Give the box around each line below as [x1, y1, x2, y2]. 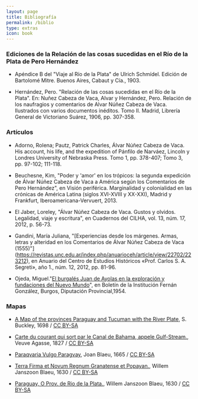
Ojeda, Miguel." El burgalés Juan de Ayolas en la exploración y [14, 275, 165, 282]
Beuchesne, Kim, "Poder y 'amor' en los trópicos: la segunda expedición [14, 172, 191, 179]
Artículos [6, 128, 34, 136]
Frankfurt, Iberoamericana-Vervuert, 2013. [14, 197, 118, 204]
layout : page [6, 8, 38, 15]
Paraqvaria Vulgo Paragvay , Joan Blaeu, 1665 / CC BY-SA [14, 351, 155, 358]
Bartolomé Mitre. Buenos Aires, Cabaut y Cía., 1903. [14, 77, 141, 84]
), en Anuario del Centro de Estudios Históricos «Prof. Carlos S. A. [26, 257, 187, 264]
